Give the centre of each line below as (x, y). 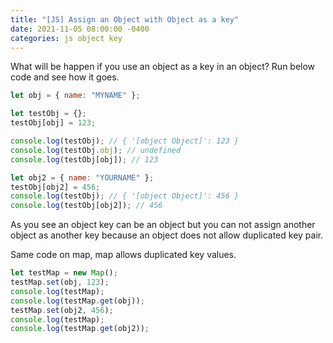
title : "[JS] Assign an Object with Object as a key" (125, 19)
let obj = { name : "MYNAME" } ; (75, 96)
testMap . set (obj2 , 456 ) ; (62, 310)
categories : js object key (66, 38)
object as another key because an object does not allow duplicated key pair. (167, 235)
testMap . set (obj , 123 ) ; (60, 282)
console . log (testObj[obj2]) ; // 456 (86, 206)
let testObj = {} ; (48, 114)
